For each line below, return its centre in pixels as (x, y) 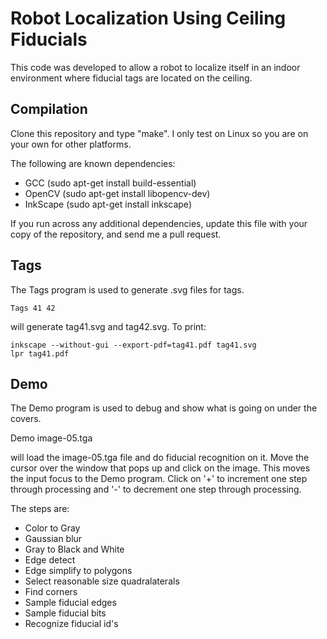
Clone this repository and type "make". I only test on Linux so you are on (159, 133)
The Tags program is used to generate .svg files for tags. (127, 289)
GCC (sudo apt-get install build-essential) (110, 183)
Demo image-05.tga (51, 438)
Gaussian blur (53, 539)
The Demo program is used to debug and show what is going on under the (164, 408)
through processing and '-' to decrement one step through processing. (156, 489)
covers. (26, 419)
